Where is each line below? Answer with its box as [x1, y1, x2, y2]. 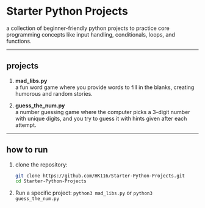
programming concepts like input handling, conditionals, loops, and [6, 30, 176, 38]
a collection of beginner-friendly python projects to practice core [6, 24, 170, 32]
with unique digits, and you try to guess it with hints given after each [15, 115, 187, 122]
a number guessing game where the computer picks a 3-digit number [15, 108, 190, 115]
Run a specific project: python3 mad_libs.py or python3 [15, 189, 153, 196]
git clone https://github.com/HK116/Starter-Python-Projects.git [15, 173, 185, 179]
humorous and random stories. [15, 90, 93, 97]
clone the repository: [15, 160, 68, 168]
